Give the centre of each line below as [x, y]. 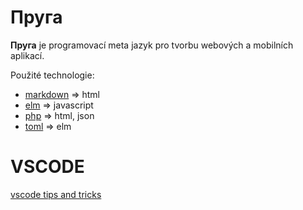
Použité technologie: [52, 75]
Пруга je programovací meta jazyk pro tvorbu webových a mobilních [152, 45]
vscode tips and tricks [56, 194]
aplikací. [27, 55]
